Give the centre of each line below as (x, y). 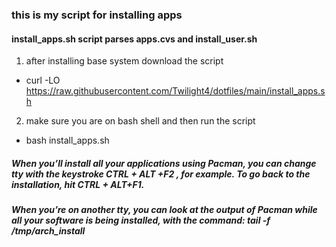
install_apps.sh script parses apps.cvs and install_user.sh (134, 39)
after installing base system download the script (124, 61)
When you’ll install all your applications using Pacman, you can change (164, 163)
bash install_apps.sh (67, 140)
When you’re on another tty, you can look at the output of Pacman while (164, 210)
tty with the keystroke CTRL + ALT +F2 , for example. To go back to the (161, 174)
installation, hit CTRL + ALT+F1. (78, 184)
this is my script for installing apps (97, 15)
